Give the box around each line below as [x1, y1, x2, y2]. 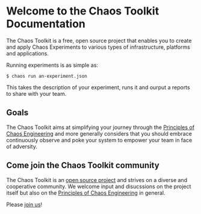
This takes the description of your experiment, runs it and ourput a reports [6, 83, 191, 91]
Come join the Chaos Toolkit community [6, 160, 159, 171]
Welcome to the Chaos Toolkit [6, 4, 159, 18]
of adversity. [6, 143, 37, 150]
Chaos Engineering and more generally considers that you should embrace [6, 130, 193, 137]
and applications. [6, 49, 49, 57]
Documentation [6, 17, 86, 31]
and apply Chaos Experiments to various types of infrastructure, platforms [6, 43, 191, 51]
